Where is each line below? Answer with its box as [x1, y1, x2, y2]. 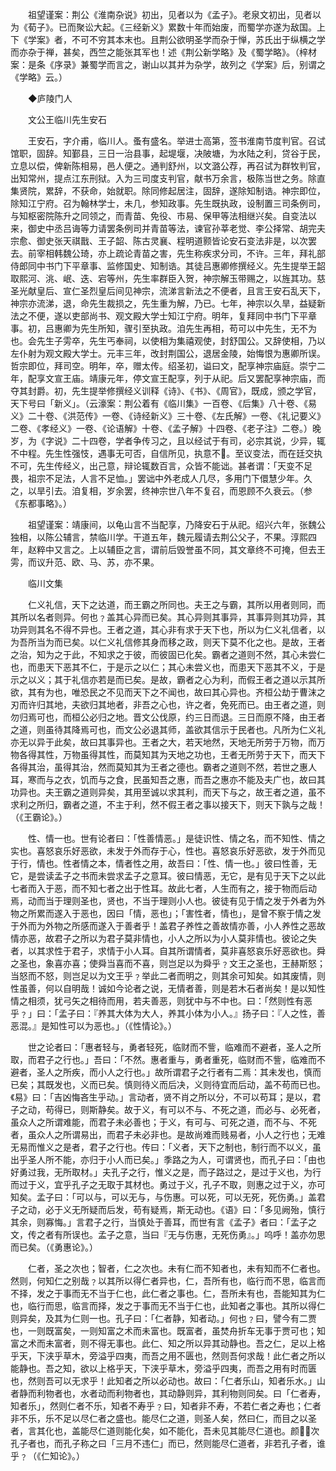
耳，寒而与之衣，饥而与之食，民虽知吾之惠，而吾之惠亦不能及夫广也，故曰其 [10, 774, 326, 785]
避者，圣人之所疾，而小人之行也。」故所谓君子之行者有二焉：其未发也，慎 [10, 1066, 313, 1078]
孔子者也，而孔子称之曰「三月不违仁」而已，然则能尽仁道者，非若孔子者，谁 [10, 1438, 326, 1449]
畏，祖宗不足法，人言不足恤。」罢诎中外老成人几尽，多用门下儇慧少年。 [10, 473, 304, 484]
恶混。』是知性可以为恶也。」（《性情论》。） [10, 1020, 177, 1032]
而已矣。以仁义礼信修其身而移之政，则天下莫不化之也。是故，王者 [53, 636, 326, 648]
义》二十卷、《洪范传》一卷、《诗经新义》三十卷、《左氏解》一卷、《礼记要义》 [10, 410, 326, 422]
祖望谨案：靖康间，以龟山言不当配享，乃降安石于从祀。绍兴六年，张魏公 [27, 519, 326, 530]
